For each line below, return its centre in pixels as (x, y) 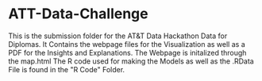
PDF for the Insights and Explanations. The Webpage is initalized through (127, 52)
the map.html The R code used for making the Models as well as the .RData (131, 61)
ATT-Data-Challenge (78, 14)
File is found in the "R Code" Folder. (67, 69)
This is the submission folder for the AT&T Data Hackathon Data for (118, 36)
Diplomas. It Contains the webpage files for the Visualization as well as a (127, 44)
